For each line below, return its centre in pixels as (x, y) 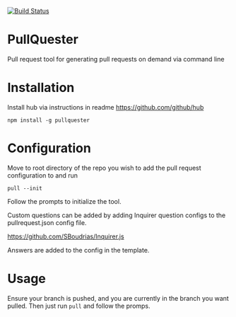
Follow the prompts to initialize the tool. (64, 201)
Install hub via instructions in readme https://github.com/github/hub (106, 107)
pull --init (25, 188)
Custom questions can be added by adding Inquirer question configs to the (117, 215)
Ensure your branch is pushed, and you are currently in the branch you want (118, 298)
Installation (41, 88)
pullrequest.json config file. (47, 222)
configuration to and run (43, 175)
